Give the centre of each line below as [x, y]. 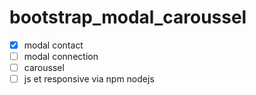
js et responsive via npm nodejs [89, 79]
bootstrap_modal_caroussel [128, 17]
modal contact [53, 45]
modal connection [61, 56]
